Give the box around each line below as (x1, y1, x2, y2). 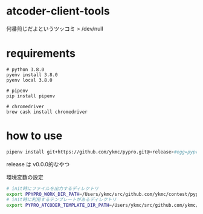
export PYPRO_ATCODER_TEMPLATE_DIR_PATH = (6, 203, 112, 209)
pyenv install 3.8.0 (6, 71, 59, 78)
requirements (6, 47, 76, 60)
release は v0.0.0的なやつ (6, 160, 70, 167)
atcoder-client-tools (6, 4, 110, 18)
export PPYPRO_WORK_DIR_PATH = (6, 191, 83, 197)
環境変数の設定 (6, 173, 43, 181)
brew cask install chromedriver (6, 109, 88, 115)
